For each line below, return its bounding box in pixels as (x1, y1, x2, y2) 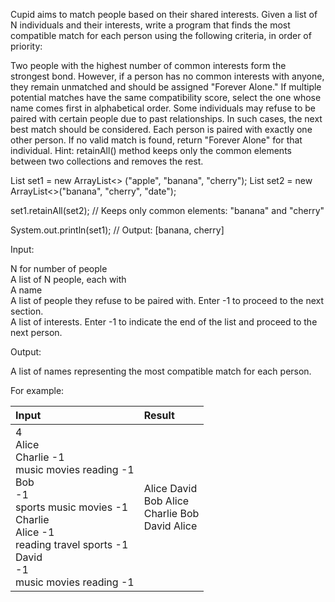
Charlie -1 (15, 450, 65, 464)
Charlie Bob (143, 507, 200, 520)
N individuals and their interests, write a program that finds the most (10, 19, 291, 31)
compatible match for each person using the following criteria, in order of (10, 30, 312, 41)
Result (143, 409, 175, 422)
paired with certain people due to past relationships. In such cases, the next (10, 113, 323, 124)
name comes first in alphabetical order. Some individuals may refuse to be (10, 102, 316, 114)
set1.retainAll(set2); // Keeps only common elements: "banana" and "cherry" (10, 205, 325, 216)
